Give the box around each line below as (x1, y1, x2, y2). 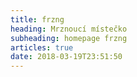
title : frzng (10, 14, 65, 25)
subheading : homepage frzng (10, 33, 128, 43)
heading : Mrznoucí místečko (10, 24, 128, 34)
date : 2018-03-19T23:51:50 (10, 52, 123, 62)
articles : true (10, 42, 74, 53)
